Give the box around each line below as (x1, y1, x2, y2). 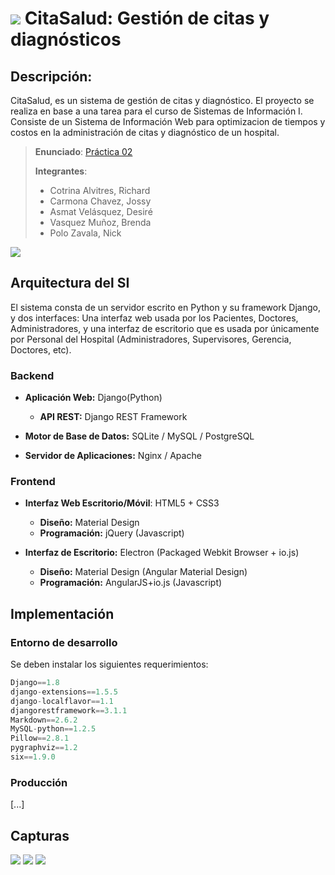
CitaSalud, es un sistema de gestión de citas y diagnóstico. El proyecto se (10, 95, 315, 106)
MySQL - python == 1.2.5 (10, 724, 97, 734)
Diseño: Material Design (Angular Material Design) (39, 566, 248, 578)
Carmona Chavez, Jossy (49, 195, 152, 207)
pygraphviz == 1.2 (10, 743, 78, 753)
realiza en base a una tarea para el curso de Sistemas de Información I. (10, 105, 303, 117)
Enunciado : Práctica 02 (34, 146, 133, 157)
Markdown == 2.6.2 (10, 715, 78, 725)
